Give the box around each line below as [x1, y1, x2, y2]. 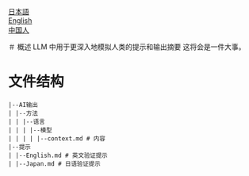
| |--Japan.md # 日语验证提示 [8, 159, 101, 168]
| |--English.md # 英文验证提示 [8, 151, 109, 159]
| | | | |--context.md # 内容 [8, 134, 105, 143]
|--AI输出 [8, 101, 38, 109]
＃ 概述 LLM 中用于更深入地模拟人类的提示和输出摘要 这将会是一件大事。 [8, 42, 246, 52]
